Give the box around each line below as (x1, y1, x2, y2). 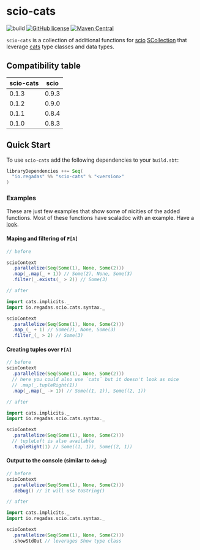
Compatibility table (6, 61, 81, 71)
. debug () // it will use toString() (12, 488, 105, 494)
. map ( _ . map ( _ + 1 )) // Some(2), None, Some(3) (12, 271, 133, 277)
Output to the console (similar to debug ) (6, 457, 107, 464)
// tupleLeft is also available (12, 438, 95, 445)
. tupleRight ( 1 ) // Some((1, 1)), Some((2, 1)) (12, 443, 133, 450)
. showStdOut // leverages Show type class (12, 538, 122, 544)
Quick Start (6, 140, 51, 151)
